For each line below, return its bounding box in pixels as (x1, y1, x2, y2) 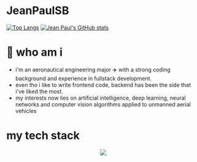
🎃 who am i (6, 45, 63, 59)
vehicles (15, 107, 37, 114)
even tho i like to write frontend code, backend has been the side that (15, 81, 191, 89)
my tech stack (6, 129, 80, 142)
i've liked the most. (15, 87, 63, 95)
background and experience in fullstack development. (15, 75, 152, 82)
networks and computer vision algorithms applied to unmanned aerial (15, 100, 191, 108)
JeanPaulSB (6, 4, 69, 18)
